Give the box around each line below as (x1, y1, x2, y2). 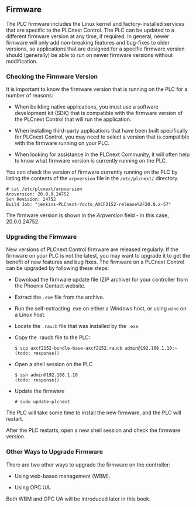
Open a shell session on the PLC (14, 361, 93, 368)
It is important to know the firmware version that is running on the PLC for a (6, 86, 188, 93)
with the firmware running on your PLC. (14, 140, 110, 147)
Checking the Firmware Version (6, 72, 98, 80)
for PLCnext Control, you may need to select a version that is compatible (14, 133, 190, 140)
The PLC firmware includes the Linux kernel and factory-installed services (6, 20, 185, 27)
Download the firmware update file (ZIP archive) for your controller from (14, 276, 188, 283)
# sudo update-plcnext (14, 399, 70, 405)
